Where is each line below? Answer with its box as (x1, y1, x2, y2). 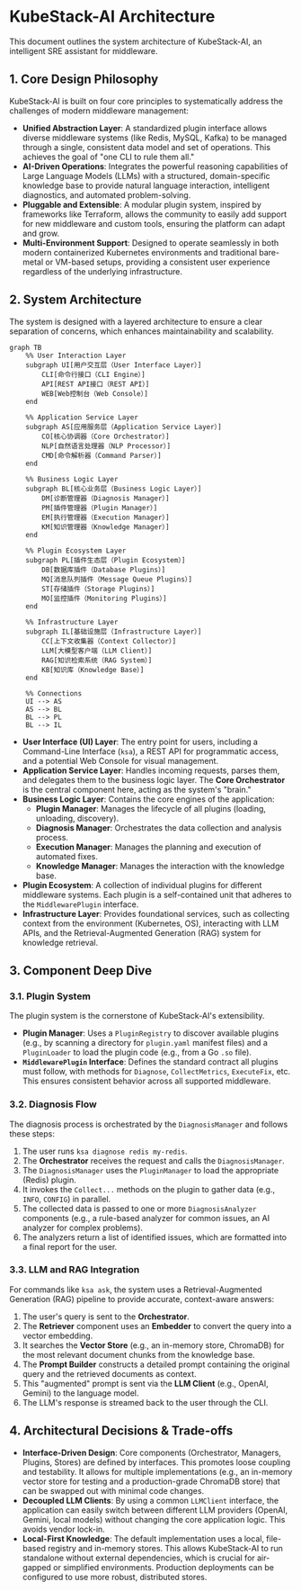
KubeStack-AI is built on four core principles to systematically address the (9, 95, 283, 106)
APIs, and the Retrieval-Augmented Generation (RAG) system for (22, 927, 262, 938)
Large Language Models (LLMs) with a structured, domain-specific (22, 170, 271, 181)
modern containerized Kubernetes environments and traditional (22, 247, 258, 257)
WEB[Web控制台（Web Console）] (41, 389, 148, 398)
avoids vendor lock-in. (22, 1524, 105, 1534)
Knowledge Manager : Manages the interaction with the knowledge (35, 860, 285, 871)
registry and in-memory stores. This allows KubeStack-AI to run (48, 1542, 283, 1553)
